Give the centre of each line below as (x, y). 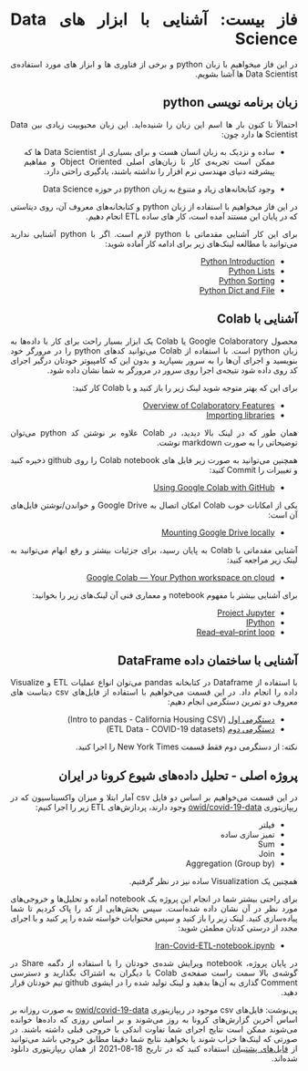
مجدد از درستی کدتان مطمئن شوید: (238, 928)
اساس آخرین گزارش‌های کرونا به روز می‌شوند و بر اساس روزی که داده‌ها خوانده (154, 1020)
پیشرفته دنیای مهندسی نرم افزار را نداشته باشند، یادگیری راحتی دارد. (159, 171)
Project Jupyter (246, 613)
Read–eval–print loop (236, 632)
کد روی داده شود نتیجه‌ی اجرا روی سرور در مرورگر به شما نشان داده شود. (172, 370)
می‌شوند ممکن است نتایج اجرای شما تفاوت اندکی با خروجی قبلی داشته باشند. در (154, 1029)
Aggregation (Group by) (230, 864)
